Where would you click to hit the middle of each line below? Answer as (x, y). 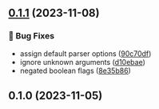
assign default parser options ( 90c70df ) (85, 53)
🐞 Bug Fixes (31, 36)
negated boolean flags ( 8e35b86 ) (76, 71)
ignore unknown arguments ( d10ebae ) (83, 62)
